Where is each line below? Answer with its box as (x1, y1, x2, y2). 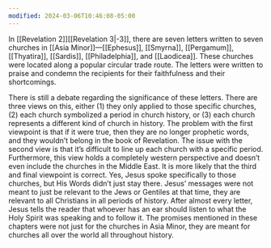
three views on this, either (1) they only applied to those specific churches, (8, 101, 256, 111)
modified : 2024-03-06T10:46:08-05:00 (8, 11, 136, 20)
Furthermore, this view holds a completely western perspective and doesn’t (8, 153, 260, 162)
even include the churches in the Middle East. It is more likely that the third (8, 161, 257, 170)
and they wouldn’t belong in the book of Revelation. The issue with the (8, 135, 243, 145)
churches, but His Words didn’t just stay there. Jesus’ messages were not (8, 179, 254, 188)
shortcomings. (8, 77, 57, 86)
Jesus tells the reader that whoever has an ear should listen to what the (8, 204, 247, 214)
